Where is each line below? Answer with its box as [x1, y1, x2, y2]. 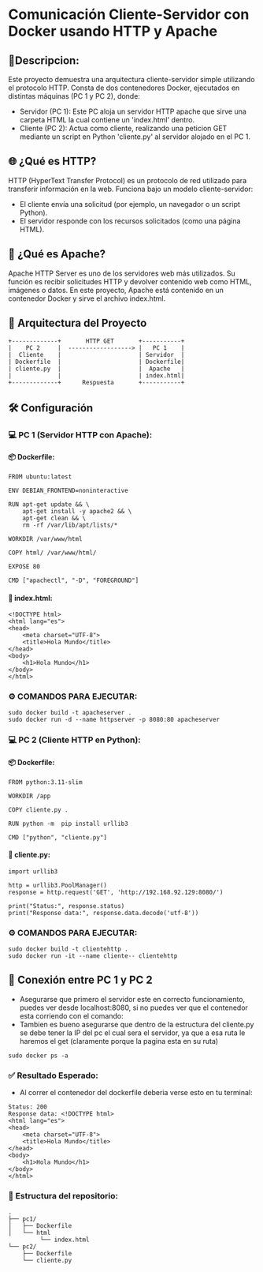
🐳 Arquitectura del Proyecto [8, 317, 147, 330]
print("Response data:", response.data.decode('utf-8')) [8, 909, 199, 917]
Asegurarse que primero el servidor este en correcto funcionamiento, [19, 994, 246, 1004]
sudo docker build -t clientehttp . [8, 945, 128, 953]
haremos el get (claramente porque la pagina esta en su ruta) [19, 1036, 219, 1045]
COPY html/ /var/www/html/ [8, 549, 97, 557]
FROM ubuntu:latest [8, 472, 72, 481]
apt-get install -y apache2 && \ [22, 507, 132, 515]
